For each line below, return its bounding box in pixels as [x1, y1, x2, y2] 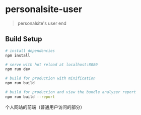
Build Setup [5, 35, 42, 43]
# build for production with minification [5, 76, 96, 81]
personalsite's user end [17, 20, 66, 26]
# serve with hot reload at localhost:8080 [5, 62, 98, 67]
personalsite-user [5, 4, 83, 15]
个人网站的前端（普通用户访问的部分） [5, 104, 85, 110]
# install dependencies [5, 48, 55, 53]
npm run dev [5, 67, 30, 72]
